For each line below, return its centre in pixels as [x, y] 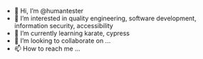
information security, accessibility [64, 26]
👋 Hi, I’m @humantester [49, 11]
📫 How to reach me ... [47, 48]
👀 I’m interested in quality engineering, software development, [105, 18]
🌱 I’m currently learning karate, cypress [72, 33]
